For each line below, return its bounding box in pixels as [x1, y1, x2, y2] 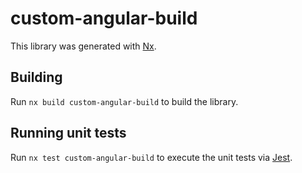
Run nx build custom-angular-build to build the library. [10, 95, 239, 107]
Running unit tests [10, 125, 127, 142]
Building [10, 69, 63, 86]
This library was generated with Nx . [10, 40, 157, 52]
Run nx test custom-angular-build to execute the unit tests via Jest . [10, 151, 293, 163]
